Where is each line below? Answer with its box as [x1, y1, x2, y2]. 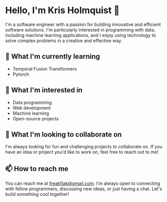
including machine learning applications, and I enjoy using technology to [5, 32, 156, 38]
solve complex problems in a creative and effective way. [5, 38, 122, 44]
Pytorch [12, 71, 29, 77]
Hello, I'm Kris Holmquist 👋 [5, 5, 120, 16]
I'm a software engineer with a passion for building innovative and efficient [5, 21, 161, 27]
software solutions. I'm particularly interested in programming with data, [5, 26, 156, 32]
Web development [12, 105, 51, 111]
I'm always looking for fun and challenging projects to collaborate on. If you [5, 144, 163, 150]
